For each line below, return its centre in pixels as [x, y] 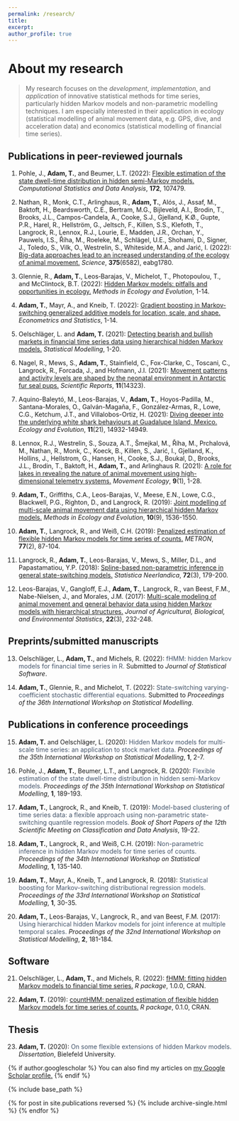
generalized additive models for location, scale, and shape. [134, 313]
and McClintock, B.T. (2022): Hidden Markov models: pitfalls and [113, 284]
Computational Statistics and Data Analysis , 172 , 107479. [102, 188]
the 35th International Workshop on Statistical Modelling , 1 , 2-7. [111, 757]
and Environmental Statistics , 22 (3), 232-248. [85, 619]
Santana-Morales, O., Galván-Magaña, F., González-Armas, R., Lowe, [119, 407]
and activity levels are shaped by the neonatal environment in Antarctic [122, 378]
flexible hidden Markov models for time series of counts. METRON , [116, 538]
